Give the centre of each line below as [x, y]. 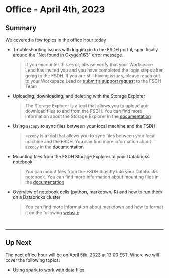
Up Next [18, 243]
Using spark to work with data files [49, 270]
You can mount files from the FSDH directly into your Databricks [92, 171]
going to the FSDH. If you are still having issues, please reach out [93, 76]
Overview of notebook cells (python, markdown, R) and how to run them [87, 192]
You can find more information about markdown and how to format [94, 207]
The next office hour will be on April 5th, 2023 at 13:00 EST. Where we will [82, 255]
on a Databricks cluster [36, 197]
